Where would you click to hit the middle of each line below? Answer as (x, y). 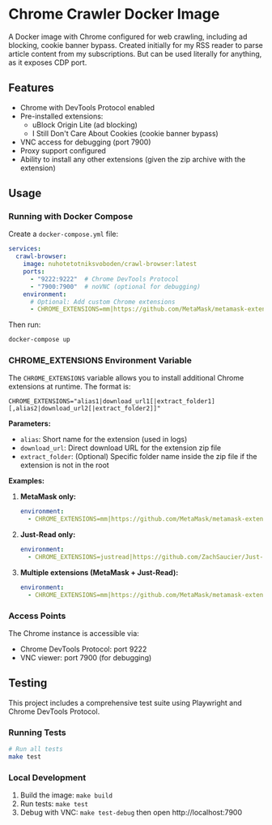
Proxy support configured (63, 150)
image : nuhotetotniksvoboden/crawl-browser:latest (110, 264)
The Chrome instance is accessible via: (74, 634)
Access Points (37, 616)
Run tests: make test (54, 804)
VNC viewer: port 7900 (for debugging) (86, 658)
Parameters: (30, 423)
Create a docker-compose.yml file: (64, 234)
